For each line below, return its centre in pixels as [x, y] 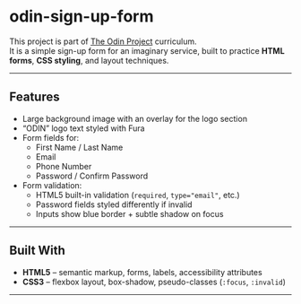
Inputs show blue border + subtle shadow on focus [129, 213]
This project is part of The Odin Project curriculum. [103, 41]
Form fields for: [51, 137]
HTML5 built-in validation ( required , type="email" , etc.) [138, 195]
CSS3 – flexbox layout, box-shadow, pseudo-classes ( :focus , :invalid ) [154, 282]
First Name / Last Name [79, 147]
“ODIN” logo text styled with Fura [83, 128]
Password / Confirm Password [92, 176]
